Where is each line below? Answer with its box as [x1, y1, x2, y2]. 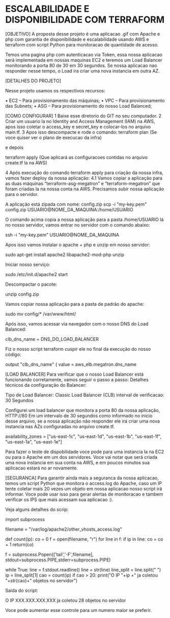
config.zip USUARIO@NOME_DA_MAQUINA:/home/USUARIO [5, 206, 133, 212]
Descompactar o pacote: [5, 281, 58, 287]
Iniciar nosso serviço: [5, 261, 50, 267]
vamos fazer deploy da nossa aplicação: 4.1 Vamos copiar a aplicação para [5, 175, 163, 181]
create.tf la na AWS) [5, 159, 47, 166]
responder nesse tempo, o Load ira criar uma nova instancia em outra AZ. [5, 67, 160, 74]
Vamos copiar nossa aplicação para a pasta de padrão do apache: [5, 301, 144, 307]
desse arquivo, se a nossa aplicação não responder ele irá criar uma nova [5, 418, 160, 424]
